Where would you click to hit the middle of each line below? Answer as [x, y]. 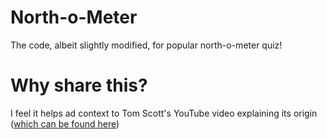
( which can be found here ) [65, 123]
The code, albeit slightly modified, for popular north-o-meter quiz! [146, 45]
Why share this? [79, 85]
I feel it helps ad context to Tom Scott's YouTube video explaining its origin [164, 113]
